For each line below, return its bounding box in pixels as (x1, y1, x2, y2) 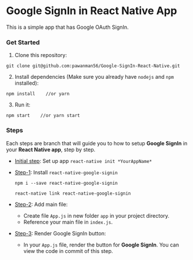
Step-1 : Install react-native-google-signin (14, 169, 118, 176)
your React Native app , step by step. (6, 146, 96, 153)
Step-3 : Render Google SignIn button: (14, 229, 107, 236)
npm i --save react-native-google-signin (14, 180, 118, 186)
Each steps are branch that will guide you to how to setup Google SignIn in (6, 139, 188, 146)
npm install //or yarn (6, 91, 69, 97)
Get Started (6, 38, 40, 46)
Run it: (14, 101, 31, 108)
